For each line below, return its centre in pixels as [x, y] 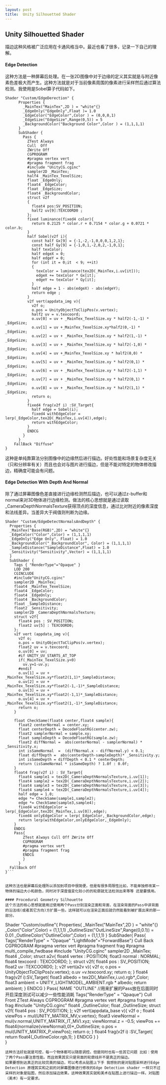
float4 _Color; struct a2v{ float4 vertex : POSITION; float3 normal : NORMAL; [83, 956]
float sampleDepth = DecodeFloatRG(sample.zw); [68, 738]
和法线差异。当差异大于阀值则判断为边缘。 [48, 512]
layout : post [19, 10]
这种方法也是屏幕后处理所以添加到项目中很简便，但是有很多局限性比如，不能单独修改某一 [82, 886]
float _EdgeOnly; [45, 180]
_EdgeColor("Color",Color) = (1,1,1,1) [51, 534]
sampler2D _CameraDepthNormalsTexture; [55, 612]
